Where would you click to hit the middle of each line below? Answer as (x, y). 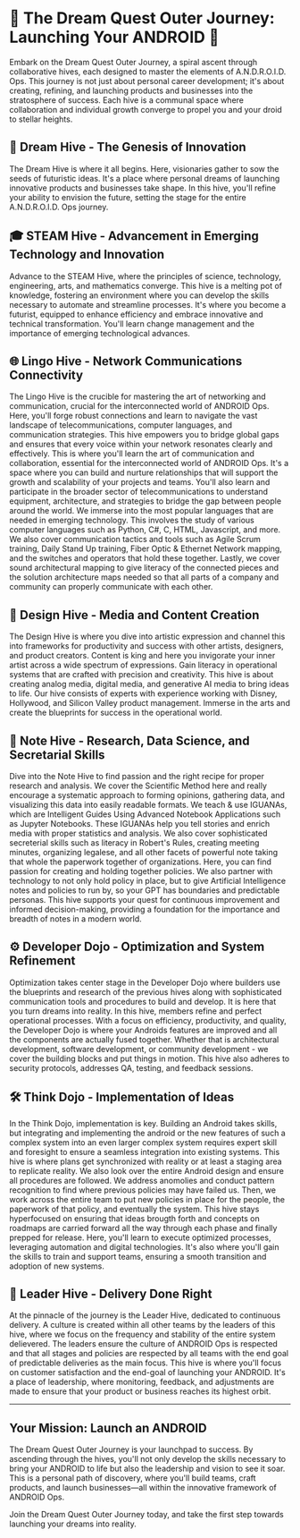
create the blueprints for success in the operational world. (116, 713)
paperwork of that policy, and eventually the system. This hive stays (134, 1209)
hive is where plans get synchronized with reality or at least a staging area (146, 1161)
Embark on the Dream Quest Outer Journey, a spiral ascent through (133, 62)
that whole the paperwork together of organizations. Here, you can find (141, 862)
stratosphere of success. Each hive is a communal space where (126, 100)
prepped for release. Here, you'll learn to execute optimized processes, (140, 1237)
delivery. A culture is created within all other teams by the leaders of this (142, 1325)
